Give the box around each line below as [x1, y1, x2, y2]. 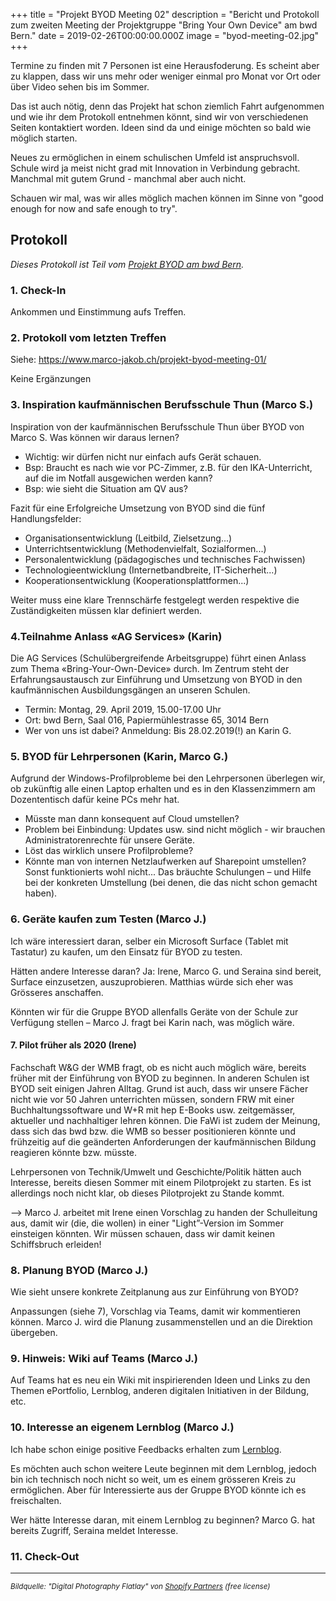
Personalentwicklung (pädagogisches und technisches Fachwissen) [24, 553, 306, 565]
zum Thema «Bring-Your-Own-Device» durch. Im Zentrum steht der [10, 663, 290, 674]
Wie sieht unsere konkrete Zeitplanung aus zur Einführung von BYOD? [10, 1286, 300, 1298]
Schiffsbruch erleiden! [10, 1238, 102, 1250]
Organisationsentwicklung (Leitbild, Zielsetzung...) [24, 532, 233, 544]
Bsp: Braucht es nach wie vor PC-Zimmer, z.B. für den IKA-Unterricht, [24, 461, 313, 473]
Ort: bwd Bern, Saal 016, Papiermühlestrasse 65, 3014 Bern [24, 714, 269, 726]
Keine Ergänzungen [10, 373, 92, 385]
